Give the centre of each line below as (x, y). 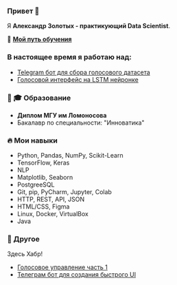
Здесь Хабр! (25, 254)
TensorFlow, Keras (43, 163)
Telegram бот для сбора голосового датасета (84, 72)
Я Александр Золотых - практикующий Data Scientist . (88, 26)
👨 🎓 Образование (39, 98)
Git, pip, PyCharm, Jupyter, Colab (64, 192)
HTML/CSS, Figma (43, 207)
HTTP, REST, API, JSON (51, 200)
